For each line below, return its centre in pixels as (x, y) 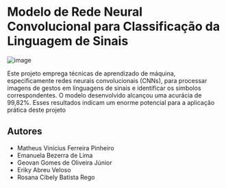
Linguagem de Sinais (68, 41)
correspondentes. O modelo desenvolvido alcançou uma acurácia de (104, 95)
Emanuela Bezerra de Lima (55, 155)
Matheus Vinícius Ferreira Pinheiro (65, 148)
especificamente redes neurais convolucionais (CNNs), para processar (107, 80)
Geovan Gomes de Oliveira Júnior (64, 163)
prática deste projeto (37, 110)
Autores (25, 131)
